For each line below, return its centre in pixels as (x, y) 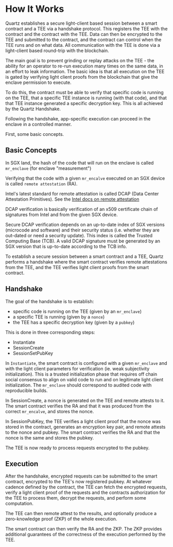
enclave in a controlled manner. (39, 124)
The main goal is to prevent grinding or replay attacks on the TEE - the (80, 60)
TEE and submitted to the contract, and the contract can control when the (83, 40)
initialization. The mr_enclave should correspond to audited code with (79, 385)
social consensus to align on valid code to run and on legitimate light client (84, 379)
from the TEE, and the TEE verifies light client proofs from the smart (77, 267)
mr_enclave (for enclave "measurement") (48, 168)
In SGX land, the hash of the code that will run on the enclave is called (80, 163)
